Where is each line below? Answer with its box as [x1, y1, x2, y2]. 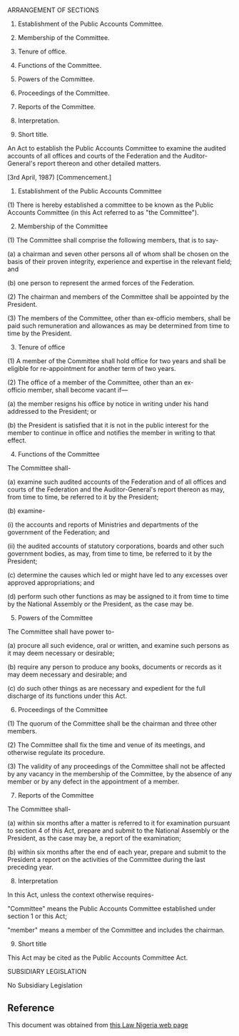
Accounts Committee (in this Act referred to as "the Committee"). [7, 208, 199, 217]
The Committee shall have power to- [7, 627, 115, 636]
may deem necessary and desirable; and [7, 670, 127, 679]
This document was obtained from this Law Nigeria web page [7, 1021, 188, 1029]
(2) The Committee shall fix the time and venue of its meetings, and [7, 741, 205, 749]
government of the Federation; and [7, 528, 111, 537]
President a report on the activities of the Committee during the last [7, 855, 205, 864]
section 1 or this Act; [7, 912, 68, 920]
